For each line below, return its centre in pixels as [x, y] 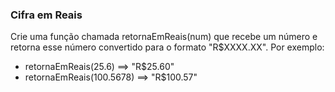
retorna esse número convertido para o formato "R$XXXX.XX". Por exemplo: [167, 47]
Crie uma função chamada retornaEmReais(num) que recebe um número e [164, 37]
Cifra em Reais [46, 15]
